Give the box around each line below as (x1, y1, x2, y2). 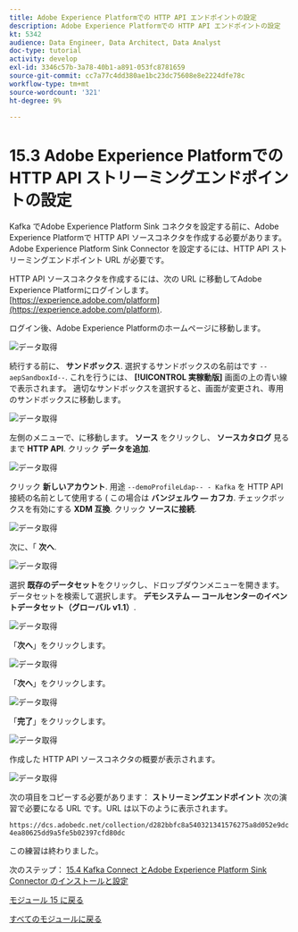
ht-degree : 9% (9, 96, 62, 105)
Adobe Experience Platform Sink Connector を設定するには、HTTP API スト (9, 243, 287, 255)
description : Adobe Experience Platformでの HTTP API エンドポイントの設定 (9, 21, 281, 30)
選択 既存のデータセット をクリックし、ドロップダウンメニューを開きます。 (9, 580, 285, 591)
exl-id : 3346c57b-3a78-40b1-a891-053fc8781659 (9, 63, 186, 72)
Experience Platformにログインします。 (9, 285, 154, 296)
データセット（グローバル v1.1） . (16, 602, 137, 613)
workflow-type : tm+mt (9, 80, 90, 88)
